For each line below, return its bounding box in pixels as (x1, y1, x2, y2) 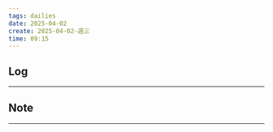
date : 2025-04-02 (8, 19, 67, 28)
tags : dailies (8, 11, 57, 20)
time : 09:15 (8, 34, 49, 43)
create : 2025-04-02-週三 (8, 27, 90, 35)
